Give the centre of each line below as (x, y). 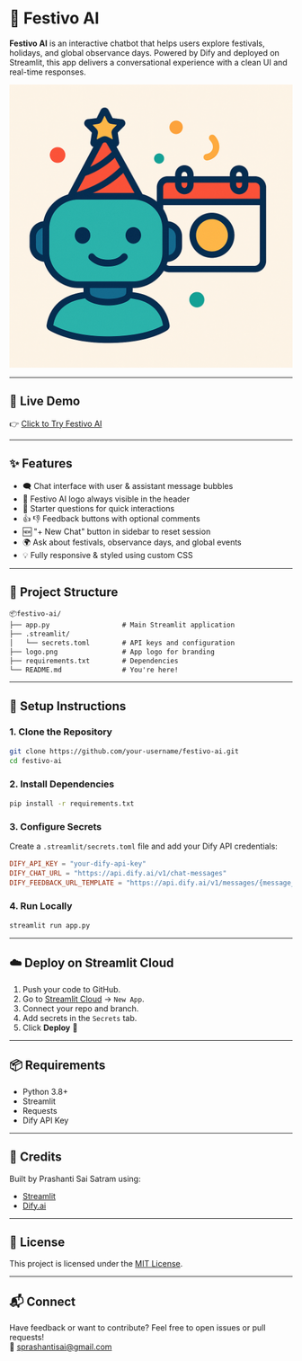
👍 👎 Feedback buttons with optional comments (111, 518)
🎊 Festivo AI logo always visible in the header (106, 499)
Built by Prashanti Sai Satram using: (75, 1179)
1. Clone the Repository (61, 732)
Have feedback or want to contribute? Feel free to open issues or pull (138, 1328)
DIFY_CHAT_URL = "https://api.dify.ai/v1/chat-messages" (118, 874)
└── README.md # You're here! (94, 670)
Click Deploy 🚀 (50, 1027)
